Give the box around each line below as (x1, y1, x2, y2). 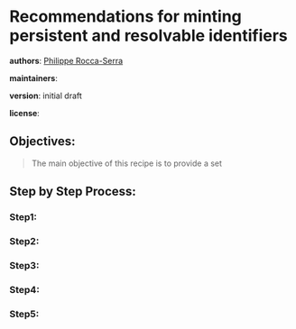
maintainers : (9, 72, 59, 83)
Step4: (9, 283, 41, 296)
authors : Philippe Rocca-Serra (9, 55, 124, 66)
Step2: (9, 234, 40, 247)
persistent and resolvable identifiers (9, 25, 288, 46)
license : (9, 107, 41, 118)
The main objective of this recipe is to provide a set (31, 158, 223, 169)
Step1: (9, 211, 38, 224)
